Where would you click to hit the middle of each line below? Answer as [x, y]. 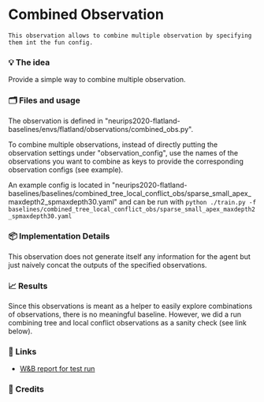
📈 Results [28, 286]
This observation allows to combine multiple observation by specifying [130, 36]
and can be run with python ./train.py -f [188, 201]
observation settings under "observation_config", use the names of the [123, 152]
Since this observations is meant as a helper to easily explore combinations [130, 306]
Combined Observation [86, 15]
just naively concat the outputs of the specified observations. [108, 265]
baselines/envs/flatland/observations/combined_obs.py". [101, 129]
